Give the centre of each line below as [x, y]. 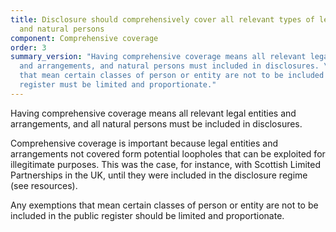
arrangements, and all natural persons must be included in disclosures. [156, 123]
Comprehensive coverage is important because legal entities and [144, 143]
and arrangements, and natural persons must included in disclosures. [169, 66]
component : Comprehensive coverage [84, 38]
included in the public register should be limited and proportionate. [147, 215]
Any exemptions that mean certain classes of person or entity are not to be [164, 205]
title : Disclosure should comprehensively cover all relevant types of [162, 19]
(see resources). [44, 185]
